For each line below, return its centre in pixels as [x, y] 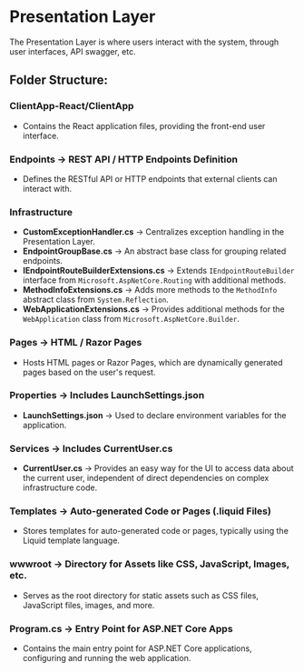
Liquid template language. [71, 541]
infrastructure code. [60, 487]
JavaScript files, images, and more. [88, 605]
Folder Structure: [59, 80]
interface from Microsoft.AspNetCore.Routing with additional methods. [154, 280]
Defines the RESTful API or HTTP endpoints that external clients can [150, 178]
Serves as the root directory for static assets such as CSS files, [140, 595]
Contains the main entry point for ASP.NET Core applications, [137, 648]
